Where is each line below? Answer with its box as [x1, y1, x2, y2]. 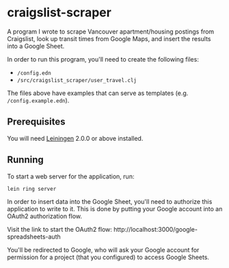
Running [7, 154, 44, 165]
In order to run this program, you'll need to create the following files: [7, 55, 200, 63]
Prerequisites [7, 116, 66, 128]
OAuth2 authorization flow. [7, 212, 83, 220]
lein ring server [7, 185, 57, 192]
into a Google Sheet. [7, 42, 65, 50]
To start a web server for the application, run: [7, 172, 135, 180]
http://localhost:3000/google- [113, 225, 198, 233]
